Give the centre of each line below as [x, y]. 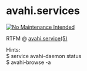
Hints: [13, 50]
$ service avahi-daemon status [44, 56]
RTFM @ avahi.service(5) [37, 38]
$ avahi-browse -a [29, 62]
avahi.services [43, 11]
